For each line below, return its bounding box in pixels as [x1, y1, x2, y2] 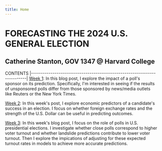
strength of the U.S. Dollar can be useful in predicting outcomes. [5, 110, 133, 116]
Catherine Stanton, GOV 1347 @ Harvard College [5, 58, 155, 66]
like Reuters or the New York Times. [5, 91, 76, 97]
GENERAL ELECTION [5, 38, 89, 49]
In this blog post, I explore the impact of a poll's [45, 75, 140, 81]
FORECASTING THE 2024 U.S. [5, 28, 128, 39]
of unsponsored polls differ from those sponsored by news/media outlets [5, 86, 151, 91]
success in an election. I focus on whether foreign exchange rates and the [5, 105, 153, 111]
